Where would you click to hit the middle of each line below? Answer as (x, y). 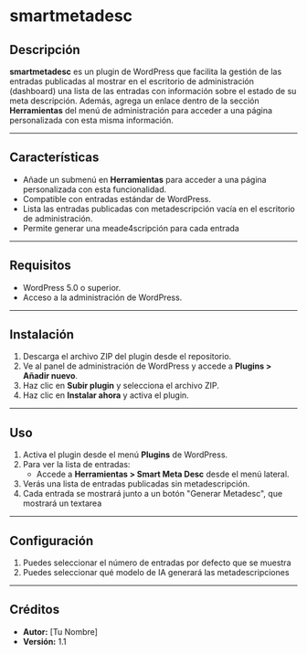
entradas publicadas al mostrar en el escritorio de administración (132, 81)
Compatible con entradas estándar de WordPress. (117, 198)
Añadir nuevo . (50, 376)
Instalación (42, 335)
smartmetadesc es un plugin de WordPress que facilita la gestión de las (146, 71)
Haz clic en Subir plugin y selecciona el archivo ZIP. (121, 386)
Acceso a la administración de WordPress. (102, 297)
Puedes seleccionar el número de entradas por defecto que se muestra (157, 563)
